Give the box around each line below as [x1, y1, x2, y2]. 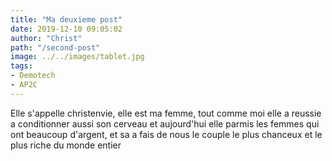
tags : [10, 61, 33, 71]
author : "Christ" [10, 33, 83, 43]
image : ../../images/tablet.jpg [10, 52, 145, 62]
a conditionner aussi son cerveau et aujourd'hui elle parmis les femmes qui [10, 117, 320, 130]
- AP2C [10, 80, 38, 90]
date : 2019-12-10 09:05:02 [10, 24, 123, 34]
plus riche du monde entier [10, 139, 122, 151]
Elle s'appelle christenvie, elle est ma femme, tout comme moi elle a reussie [10, 107, 322, 119]
